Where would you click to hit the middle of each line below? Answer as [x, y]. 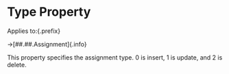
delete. [17, 64]
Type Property [49, 12]
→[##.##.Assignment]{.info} [47, 44]
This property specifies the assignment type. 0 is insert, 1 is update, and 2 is [115, 57]
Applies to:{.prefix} [34, 31]
